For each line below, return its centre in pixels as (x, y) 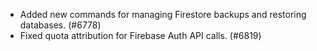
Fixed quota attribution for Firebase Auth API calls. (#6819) (140, 35)
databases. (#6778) (60, 25)
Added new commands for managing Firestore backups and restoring (163, 14)
